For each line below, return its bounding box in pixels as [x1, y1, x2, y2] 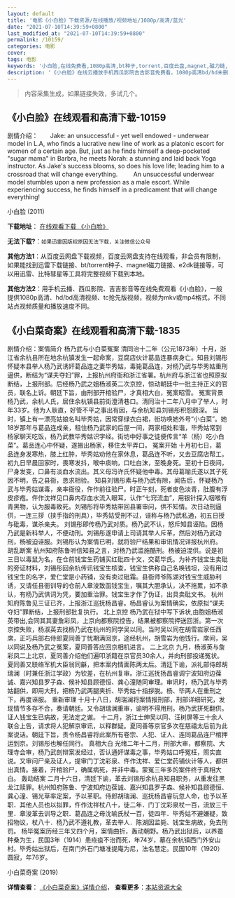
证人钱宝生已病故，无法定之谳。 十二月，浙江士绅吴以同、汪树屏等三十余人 [7, 713, 224, 721]
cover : [7, 50, 27, 57]
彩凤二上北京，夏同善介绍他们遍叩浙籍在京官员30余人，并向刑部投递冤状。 [7, 652, 224, 660]
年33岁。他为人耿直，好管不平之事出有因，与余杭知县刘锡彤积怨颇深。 [7, 406, 211, 415]
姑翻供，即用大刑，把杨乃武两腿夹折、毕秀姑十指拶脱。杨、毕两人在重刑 [7, 687, 215, 695]
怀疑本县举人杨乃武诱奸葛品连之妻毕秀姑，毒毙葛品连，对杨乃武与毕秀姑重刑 [7, 362, 228, 370]
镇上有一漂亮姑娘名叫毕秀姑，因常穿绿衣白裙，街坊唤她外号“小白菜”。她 [19, 415, 227, 423]
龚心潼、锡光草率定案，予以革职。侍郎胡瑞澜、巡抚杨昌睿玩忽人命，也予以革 [7, 792, 228, 800]
